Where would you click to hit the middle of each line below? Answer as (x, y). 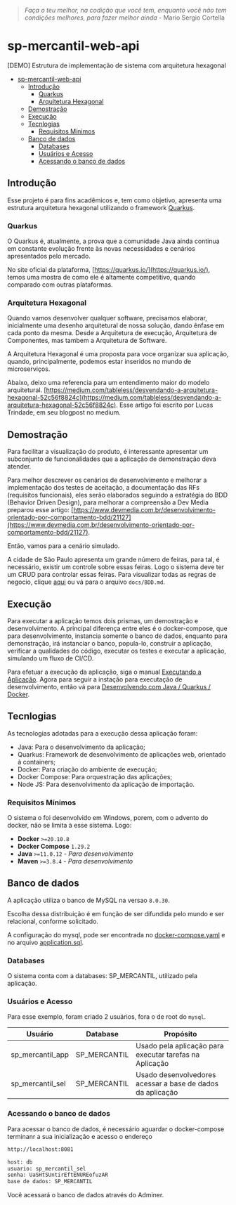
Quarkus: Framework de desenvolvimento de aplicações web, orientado (122, 754)
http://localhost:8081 (40, 1149)
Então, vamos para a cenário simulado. (64, 546)
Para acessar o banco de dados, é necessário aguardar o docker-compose (116, 1129)
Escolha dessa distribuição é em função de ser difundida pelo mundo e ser (116, 913)
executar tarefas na (168, 1055)
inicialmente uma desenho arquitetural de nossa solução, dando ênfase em (116, 325)
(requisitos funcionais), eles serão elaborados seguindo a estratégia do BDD (118, 495)
